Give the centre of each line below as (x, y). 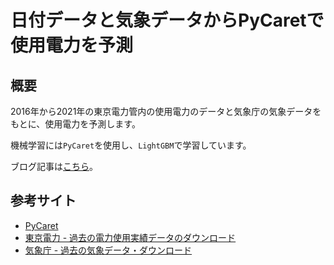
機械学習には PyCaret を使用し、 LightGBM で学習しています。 (131, 145)
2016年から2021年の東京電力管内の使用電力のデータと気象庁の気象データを (166, 111)
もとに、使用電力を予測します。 (75, 124)
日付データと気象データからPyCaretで (167, 20)
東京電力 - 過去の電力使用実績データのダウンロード (130, 237)
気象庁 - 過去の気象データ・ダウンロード (108, 250)
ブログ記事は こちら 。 (54, 166)
